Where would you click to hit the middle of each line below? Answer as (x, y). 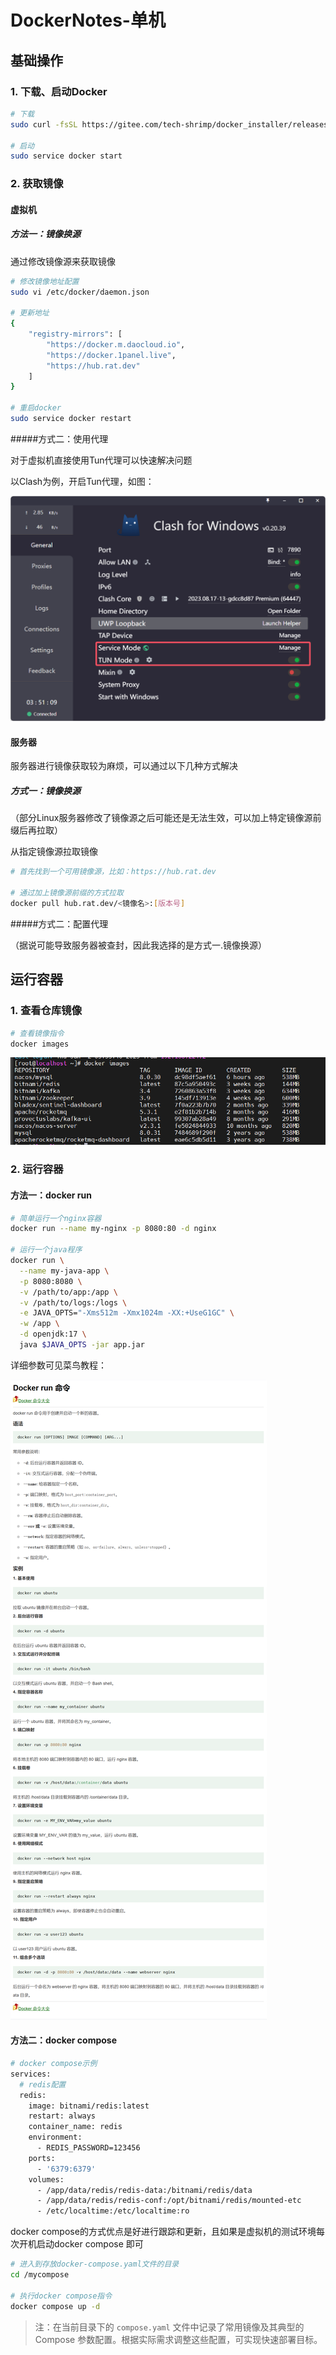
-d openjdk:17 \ (53, 1334)
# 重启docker (36, 408)
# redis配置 (43, 2084)
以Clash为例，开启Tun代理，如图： (82, 481)
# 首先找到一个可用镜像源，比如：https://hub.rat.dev (113, 872)
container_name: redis (75, 2127)
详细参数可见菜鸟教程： (58, 1365)
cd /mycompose (40, 2275)
